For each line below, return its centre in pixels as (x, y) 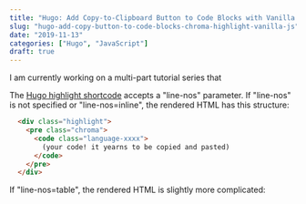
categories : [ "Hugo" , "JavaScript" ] (79, 43)
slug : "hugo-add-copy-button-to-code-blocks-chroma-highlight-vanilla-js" (154, 26)
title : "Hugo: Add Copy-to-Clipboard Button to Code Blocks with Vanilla (153, 18)
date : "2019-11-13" (46, 35)
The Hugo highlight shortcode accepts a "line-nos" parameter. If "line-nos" (150, 96)
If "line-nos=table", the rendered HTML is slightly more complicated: (138, 190)
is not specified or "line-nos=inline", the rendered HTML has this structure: (149, 105)
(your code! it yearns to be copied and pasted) (136, 147)
